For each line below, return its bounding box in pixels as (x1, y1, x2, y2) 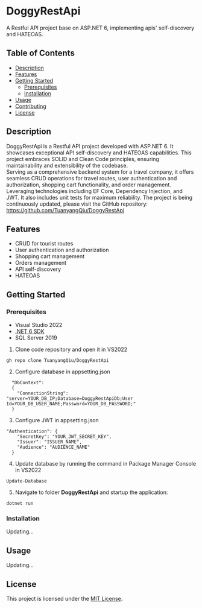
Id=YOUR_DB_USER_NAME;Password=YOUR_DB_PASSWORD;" (6, 401, 136, 407)
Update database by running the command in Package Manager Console (14, 460, 197, 467)
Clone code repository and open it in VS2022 (14, 346, 128, 353)
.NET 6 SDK (14, 328, 45, 335)
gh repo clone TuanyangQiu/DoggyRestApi (6, 358, 110, 364)
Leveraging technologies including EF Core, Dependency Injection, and (6, 187, 183, 194)
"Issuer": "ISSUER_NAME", (17, 439, 83, 445)
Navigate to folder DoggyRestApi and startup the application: (14, 489, 168, 496)
